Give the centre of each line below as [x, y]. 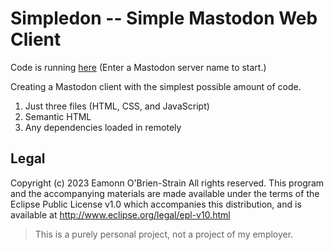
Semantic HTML [58, 116]
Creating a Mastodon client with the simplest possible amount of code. [156, 86]
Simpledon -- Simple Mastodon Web [164, 18]
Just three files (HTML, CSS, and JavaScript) [117, 106]
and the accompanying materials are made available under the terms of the [165, 193]
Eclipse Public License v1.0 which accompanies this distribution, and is [156, 204]
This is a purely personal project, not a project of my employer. [164, 234]
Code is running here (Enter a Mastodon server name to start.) [138, 67]
